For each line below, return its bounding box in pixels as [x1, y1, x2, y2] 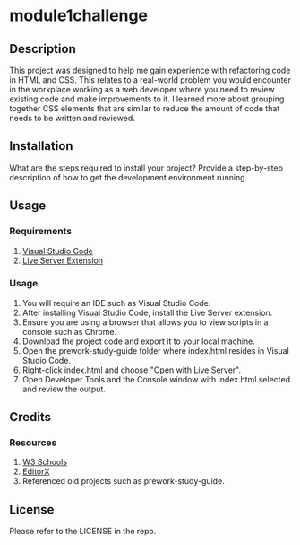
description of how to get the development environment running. [9, 171, 248, 182]
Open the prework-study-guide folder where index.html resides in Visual [21, 345, 289, 356]
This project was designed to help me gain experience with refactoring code [9, 65, 291, 75]
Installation [9, 138, 73, 154]
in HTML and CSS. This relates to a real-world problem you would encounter [9, 75, 291, 85]
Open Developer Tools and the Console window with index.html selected [21, 374, 291, 384]
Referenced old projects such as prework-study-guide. [21, 476, 226, 487]
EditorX [21, 466, 50, 477]
